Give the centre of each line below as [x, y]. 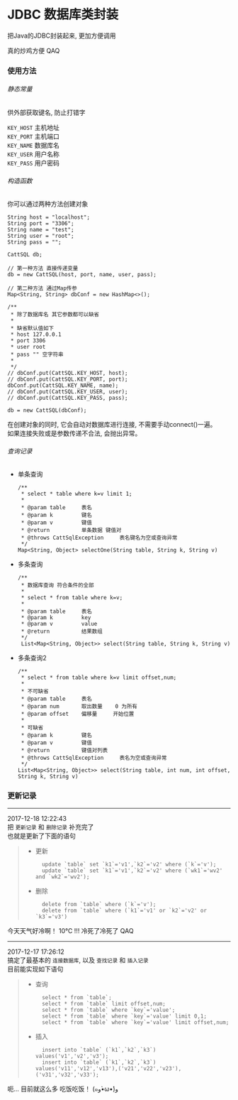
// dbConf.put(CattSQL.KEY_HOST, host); [68, 374]
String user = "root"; [41, 236]
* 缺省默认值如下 [32, 328]
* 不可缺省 [35, 692]
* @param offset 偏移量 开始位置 [78, 714]
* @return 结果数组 [62, 632]
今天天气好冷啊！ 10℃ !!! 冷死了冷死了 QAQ [70, 930]
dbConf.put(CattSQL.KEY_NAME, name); [63, 386]
